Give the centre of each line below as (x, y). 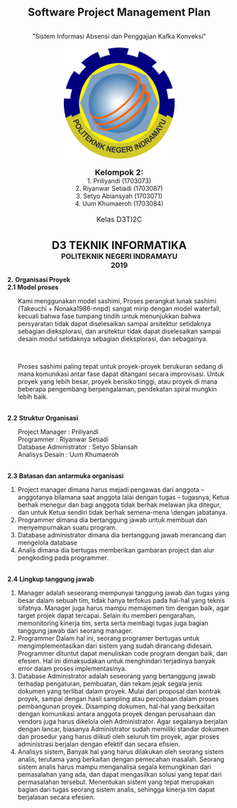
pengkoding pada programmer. (63, 558)
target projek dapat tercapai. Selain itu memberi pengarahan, (107, 615)
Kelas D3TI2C (119, 219)
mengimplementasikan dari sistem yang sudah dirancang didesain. (115, 646)
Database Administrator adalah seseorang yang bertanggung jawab (117, 676)
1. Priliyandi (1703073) (119, 181)
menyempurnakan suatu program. (67, 528)
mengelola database (48, 542)
